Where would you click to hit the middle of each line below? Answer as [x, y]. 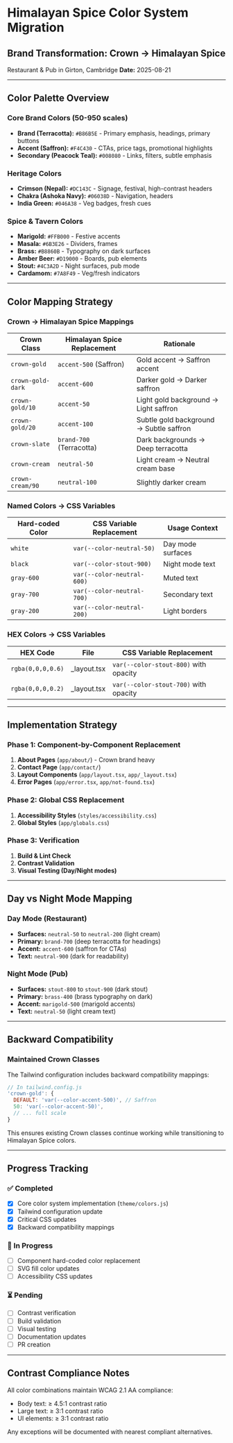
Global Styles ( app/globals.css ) [63, 822]
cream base [156, 468]
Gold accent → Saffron [173, 359]
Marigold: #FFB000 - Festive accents [69, 236]
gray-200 [25, 611]
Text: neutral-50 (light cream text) [67, 1011]
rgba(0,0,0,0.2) [37, 688]
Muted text [181, 578]
